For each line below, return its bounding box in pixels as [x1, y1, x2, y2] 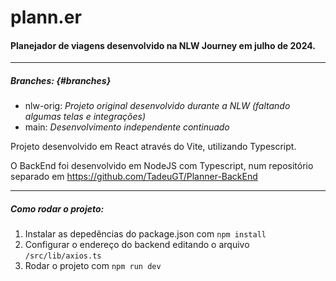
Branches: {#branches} [10, 74, 112, 86]
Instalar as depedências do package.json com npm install [24, 228, 267, 240]
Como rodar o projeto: [10, 202, 105, 215]
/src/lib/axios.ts [24, 251, 102, 261]
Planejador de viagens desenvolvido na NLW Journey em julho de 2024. [10, 39, 316, 51]
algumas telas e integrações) [24, 111, 147, 123]
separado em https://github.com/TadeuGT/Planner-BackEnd [10, 171, 258, 183]
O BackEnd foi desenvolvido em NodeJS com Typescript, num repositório [10, 160, 314, 172]
